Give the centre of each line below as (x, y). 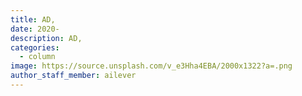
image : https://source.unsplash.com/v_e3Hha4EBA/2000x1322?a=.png (151, 66)
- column (37, 57)
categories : (35, 47)
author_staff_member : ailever (73, 76)
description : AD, (46, 38)
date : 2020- (35, 29)
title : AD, (33, 19)
